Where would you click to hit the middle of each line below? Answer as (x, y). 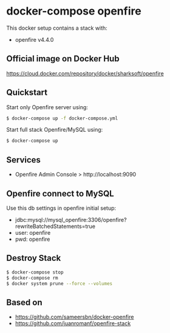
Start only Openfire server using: (47, 107)
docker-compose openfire (74, 11)
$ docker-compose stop (35, 272)
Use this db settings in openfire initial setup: (61, 208)
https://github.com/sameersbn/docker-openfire (74, 317)
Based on (24, 302)
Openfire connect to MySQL (60, 193)
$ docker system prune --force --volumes (59, 283)
